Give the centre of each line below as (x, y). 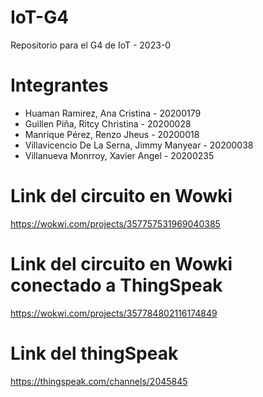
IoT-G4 (40, 17)
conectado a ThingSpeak (116, 285)
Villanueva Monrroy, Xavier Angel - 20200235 (119, 155)
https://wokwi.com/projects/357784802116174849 (114, 313)
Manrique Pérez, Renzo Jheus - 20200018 (112, 134)
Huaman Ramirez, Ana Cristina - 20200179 (113, 113)
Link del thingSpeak (94, 353)
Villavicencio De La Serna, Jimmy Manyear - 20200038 (139, 145)
